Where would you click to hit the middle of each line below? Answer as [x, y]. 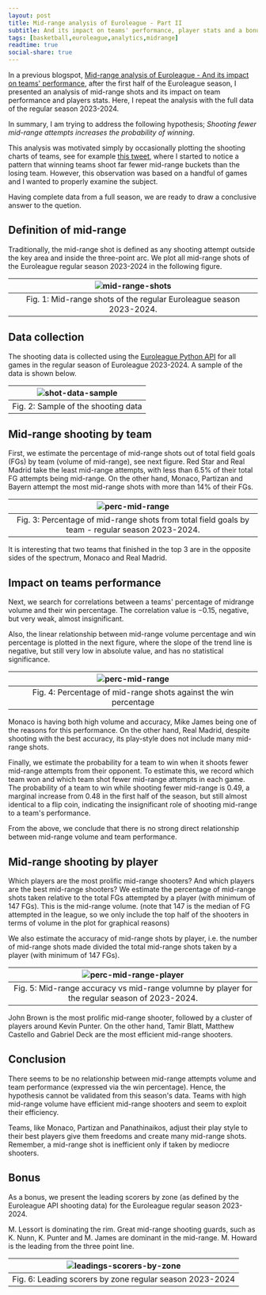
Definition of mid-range [67, 230]
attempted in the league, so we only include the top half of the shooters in [129, 915]
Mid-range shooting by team [80, 434]
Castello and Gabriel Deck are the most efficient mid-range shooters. [121, 1035]
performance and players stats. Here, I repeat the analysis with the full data [131, 100]
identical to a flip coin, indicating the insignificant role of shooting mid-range [133, 805]
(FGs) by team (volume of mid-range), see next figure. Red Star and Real [127, 462]
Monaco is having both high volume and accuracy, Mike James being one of [133, 722]
